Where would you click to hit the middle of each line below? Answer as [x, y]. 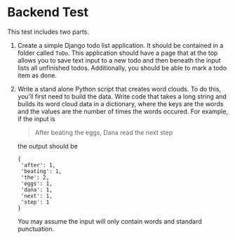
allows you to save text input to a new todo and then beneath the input [119, 60]
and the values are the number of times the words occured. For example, [123, 111]
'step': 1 [35, 202]
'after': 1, [38, 165]
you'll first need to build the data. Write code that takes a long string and [122, 96]
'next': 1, [36, 196]
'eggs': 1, [36, 184]
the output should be [48, 146]
